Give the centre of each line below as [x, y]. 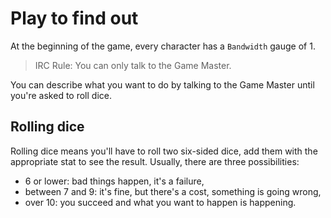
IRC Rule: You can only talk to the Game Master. [133, 65]
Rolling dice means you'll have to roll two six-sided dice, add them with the [164, 151]
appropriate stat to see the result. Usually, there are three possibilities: [155, 161]
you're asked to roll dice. [61, 95]
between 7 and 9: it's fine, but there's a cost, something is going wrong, [173, 191]
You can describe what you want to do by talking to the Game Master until [162, 84]
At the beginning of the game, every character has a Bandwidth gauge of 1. [163, 46]
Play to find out [74, 18]
